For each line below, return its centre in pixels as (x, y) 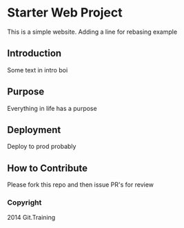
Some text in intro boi (38, 70)
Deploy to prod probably (42, 147)
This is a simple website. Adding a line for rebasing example (92, 32)
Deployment (34, 130)
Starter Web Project (65, 13)
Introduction (34, 53)
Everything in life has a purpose (52, 108)
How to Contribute (48, 168)
